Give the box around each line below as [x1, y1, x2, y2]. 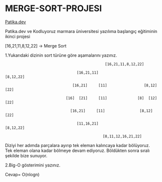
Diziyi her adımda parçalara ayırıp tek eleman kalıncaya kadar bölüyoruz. [5, 142, 150, 148]
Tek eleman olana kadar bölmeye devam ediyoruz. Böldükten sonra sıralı [5, 148, 150, 153]
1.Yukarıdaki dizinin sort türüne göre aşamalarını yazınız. [5, 52, 117, 58]
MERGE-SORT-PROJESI [5, 3, 102, 14]
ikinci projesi [5, 33, 31, 39]
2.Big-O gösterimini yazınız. [5, 162, 61, 168]
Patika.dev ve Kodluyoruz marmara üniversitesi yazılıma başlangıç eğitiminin [5, 28, 158, 34]
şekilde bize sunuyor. [5, 152, 48, 158]
